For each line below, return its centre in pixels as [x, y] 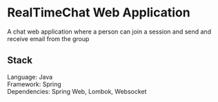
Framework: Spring [34, 84]
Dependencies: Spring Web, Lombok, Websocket [77, 91]
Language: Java [30, 77]
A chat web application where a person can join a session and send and [109, 31]
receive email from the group [48, 38]
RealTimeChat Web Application [99, 13]
